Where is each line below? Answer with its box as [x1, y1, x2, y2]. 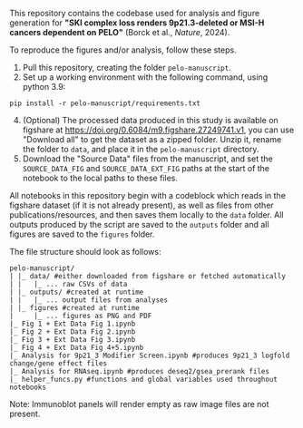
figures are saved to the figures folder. [9, 229, 155, 239]
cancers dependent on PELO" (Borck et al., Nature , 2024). [9, 27, 230, 37]
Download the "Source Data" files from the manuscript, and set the [22, 153, 274, 164]
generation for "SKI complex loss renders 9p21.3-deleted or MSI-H [9, 17, 265, 28]
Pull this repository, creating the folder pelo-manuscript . [22, 63, 231, 73]
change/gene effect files [9, 359, 107, 368]
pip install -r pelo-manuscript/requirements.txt [9, 99, 201, 108]
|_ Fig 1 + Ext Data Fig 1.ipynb [9, 319, 136, 328]
